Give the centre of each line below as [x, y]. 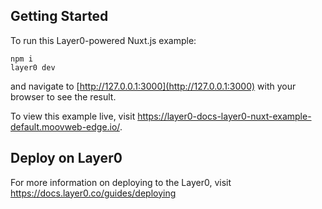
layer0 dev [33, 67]
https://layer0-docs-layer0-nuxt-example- [224, 116]
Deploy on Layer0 [66, 158]
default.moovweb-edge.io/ [65, 126]
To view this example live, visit [73, 116]
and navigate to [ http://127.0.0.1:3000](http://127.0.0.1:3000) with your [153, 86]
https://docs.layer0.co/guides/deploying [93, 193]
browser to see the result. [63, 96]
